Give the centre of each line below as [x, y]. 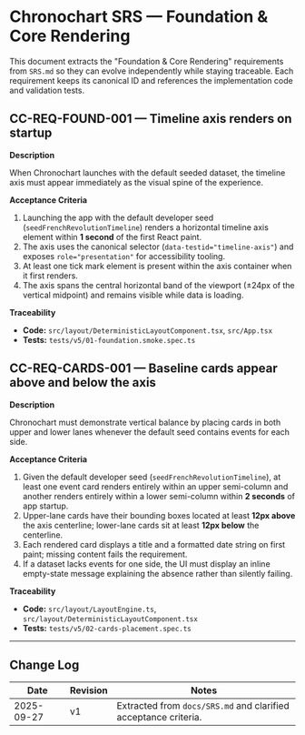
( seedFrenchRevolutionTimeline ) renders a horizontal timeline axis [146, 227]
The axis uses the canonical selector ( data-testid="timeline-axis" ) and [158, 247]
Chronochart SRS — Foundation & [139, 17]
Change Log [44, 665]
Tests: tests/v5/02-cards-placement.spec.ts [107, 628]
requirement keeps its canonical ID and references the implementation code [151, 80]
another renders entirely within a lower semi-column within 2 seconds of [158, 496]
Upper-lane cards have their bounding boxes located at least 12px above [159, 515]
